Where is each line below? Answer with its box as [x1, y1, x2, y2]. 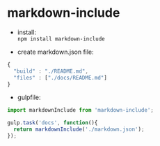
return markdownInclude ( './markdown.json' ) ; [13, 126, 145, 133]
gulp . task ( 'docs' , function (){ [7, 119, 98, 126]
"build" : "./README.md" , [13, 68, 89, 75]
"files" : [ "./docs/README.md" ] [13, 74, 108, 81]
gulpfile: [17, 93, 41, 102]
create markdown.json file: [17, 48, 94, 56]
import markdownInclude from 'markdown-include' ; [7, 107, 154, 114]
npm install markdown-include [17, 35, 106, 43]
